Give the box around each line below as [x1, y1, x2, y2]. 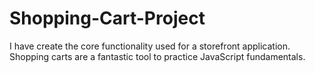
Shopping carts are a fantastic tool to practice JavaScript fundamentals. [9, 50, 306, 62]
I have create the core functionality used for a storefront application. [9, 40, 291, 52]
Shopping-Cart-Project [9, 7, 206, 30]
